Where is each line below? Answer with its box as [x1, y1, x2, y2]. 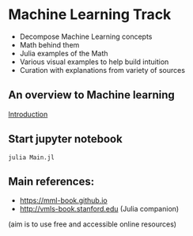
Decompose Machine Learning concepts [19, 32, 153, 41]
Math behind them [19, 40, 80, 49]
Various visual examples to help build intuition [19, 57, 169, 67]
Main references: [8, 174, 95, 188]
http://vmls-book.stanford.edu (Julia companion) [19, 204, 180, 214]
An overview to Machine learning [8, 89, 176, 102]
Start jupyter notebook [8, 132, 123, 146]
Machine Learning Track [8, 6, 172, 24]
